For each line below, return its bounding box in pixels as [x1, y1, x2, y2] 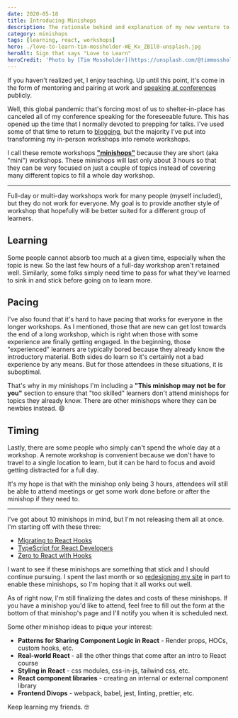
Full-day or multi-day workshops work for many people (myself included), [7, 191, 223, 200]
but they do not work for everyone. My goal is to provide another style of [7, 199, 220, 207]
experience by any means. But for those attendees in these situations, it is [7, 360, 223, 369]
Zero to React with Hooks [17, 552, 92, 560]
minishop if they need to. [7, 495, 80, 503]
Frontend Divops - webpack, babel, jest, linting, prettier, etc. [17, 689, 195, 697]
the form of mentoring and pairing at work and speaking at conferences [7, 83, 217, 92]
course [17, 659, 39, 668]
